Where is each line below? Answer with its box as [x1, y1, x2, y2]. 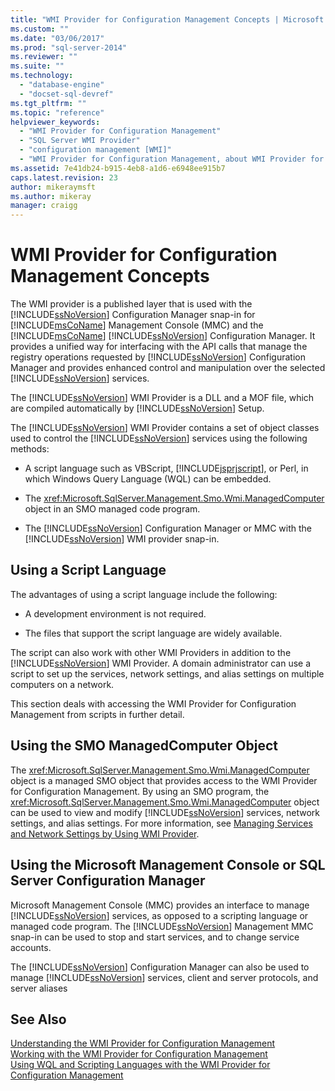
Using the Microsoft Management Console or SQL [10, 857, 326, 874]
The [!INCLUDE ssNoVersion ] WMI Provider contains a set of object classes [10, 422, 320, 434]
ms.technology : [10, 71, 74, 81]
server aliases [10, 982, 68, 994]
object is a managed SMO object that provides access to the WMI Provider [10, 774, 318, 786]
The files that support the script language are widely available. [24, 627, 283, 639]
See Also [10, 1011, 67, 1028]
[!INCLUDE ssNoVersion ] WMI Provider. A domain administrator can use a [10, 657, 312, 669]
